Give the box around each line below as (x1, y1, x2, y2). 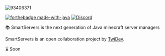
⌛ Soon (5, 46, 21, 52)
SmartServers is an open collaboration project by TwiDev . (5, 36, 125, 42)
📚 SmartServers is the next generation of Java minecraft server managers (5, 24, 160, 30)
